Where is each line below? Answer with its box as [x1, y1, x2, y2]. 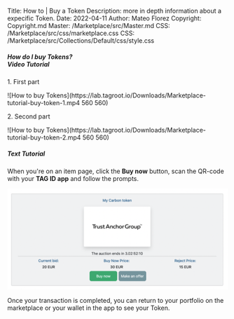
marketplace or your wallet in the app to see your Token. [7, 304, 170, 312]
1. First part [7, 77, 40, 86]
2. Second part [7, 112, 50, 121]
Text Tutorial [7, 149, 46, 158]
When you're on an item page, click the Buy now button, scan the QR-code [7, 167, 224, 175]
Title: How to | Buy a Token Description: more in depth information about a [7, 7, 222, 15]
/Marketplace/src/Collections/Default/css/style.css [7, 36, 155, 45]
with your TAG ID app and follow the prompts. [7, 174, 139, 182]
